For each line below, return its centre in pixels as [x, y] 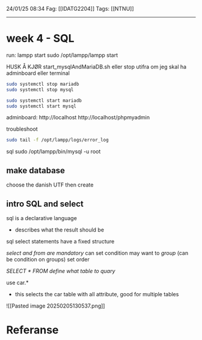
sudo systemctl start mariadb [44, 100]
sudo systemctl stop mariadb [43, 84]
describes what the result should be [59, 230]
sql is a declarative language [41, 218]
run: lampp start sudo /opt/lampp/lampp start [62, 55]
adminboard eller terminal [38, 73]
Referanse [32, 330]
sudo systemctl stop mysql [40, 89]
